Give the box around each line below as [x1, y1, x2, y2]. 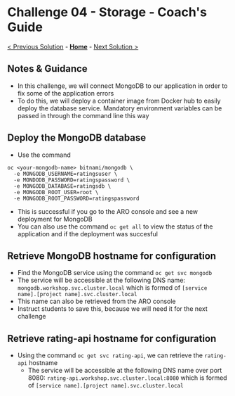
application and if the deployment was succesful [17, 229, 158, 238]
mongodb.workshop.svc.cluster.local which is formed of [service [17, 283, 208, 292]
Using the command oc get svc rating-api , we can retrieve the [17, 351, 203, 359]
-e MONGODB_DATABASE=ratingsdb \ [13, 182, 112, 190]
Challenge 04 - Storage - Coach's [7, 4, 208, 20]
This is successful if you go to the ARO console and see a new [17, 207, 199, 215]
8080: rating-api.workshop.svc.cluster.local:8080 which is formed [27, 373, 227, 382]
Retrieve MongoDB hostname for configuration [7, 250, 216, 262]
